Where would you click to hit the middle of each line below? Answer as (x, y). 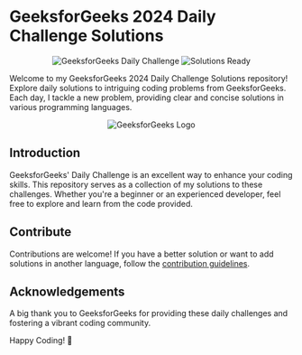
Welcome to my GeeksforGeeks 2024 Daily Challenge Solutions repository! (149, 78)
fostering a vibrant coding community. (80, 323)
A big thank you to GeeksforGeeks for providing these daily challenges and (149, 313)
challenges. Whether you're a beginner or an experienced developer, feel (145, 194)
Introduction (45, 153)
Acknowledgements (67, 291)
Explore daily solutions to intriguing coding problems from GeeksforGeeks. (148, 88)
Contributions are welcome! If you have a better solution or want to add (142, 254)
